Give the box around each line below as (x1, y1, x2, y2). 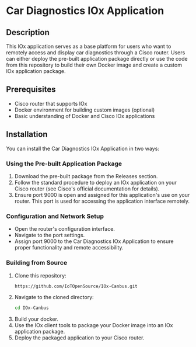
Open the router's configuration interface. (14, 225, 116, 233)
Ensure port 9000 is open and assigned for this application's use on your (14, 191, 190, 198)
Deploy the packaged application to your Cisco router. (14, 334, 145, 341)
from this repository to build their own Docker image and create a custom (6, 61, 183, 68)
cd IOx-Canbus (14, 305, 49, 311)
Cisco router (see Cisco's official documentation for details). (14, 185, 160, 192)
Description (6, 27, 50, 37)
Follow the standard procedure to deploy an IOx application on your (14, 179, 177, 186)
